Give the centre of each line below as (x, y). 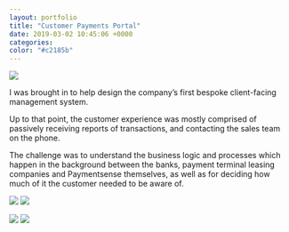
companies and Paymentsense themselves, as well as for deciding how (140, 174)
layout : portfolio (43, 17)
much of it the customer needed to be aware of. (96, 184)
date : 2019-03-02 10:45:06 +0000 (71, 34)
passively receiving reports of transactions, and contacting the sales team (145, 129)
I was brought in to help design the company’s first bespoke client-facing (143, 92)
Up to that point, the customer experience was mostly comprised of (133, 119)
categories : (31, 42)
